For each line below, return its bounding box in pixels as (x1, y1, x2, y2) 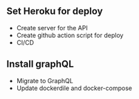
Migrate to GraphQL (16, 76, 73, 85)
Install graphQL (6, 58, 74, 70)
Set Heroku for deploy (6, 5, 103, 17)
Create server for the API (16, 23, 88, 32)
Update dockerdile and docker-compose (16, 84, 133, 92)
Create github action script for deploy (16, 31, 124, 39)
